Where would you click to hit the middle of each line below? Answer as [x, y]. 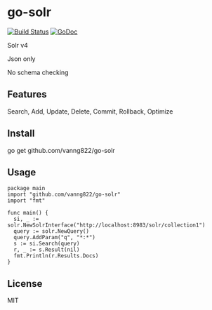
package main [26, 189]
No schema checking [38, 72]
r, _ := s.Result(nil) [47, 250]
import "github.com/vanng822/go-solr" [64, 195]
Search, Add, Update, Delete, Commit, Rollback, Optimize [90, 111]
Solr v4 [18, 45]
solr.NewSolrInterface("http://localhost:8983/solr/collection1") [106, 225]
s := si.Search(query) [47, 244]
